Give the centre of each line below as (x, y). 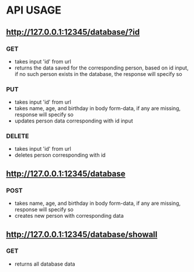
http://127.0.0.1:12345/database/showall (82, 234)
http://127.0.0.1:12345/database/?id (73, 32)
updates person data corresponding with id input (74, 121)
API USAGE (34, 10)
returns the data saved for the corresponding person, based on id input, (102, 68)
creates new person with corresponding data (69, 216)
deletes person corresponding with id (60, 155)
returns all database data (45, 264)
